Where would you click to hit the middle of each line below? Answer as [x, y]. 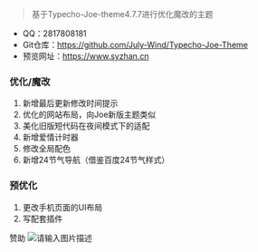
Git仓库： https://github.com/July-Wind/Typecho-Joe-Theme [135, 45]
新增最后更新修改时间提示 [70, 103]
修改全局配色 [46, 149]
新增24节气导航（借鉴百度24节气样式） [96, 160]
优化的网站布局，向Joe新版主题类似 [89, 115]
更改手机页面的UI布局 [62, 207]
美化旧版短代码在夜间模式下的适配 [86, 126]
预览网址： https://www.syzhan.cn [86, 56]
